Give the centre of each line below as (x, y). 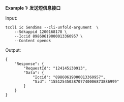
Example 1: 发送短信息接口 (33, 8)
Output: (13, 50)
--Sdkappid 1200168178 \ (41, 32)
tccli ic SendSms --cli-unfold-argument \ (52, 27)
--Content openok (33, 41)
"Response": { (29, 64)
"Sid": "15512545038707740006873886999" (76, 82)
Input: (11, 18)
